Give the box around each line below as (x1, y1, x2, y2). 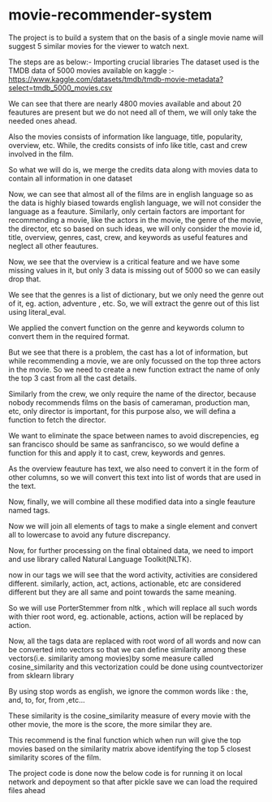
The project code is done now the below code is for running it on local (8, 768, 244, 778)
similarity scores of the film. (8, 752, 101, 762)
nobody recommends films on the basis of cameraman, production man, (8, 397, 250, 408)
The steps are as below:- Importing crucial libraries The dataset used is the (8, 57, 260, 67)
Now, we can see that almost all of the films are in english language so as (8, 189, 253, 198)
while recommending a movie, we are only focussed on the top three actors (8, 355, 261, 365)
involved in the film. (8, 149, 74, 159)
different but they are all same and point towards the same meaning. (8, 587, 237, 597)
